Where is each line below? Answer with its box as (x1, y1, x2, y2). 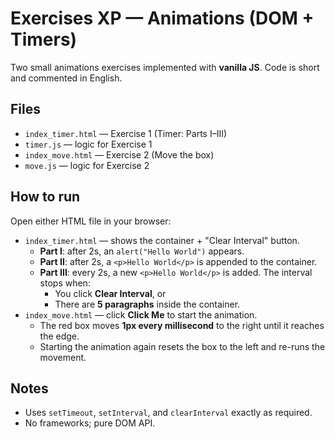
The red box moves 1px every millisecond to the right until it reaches (39, 319, 325, 331)
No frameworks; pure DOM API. (24, 417, 156, 429)
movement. (39, 351, 87, 363)
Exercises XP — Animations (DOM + (10, 7, 315, 30)
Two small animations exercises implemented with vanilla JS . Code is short (10, 61, 320, 73)
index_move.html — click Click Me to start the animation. (24, 308, 258, 321)
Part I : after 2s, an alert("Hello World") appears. (39, 245, 245, 257)
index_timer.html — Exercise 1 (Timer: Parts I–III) (24, 127, 228, 139)
